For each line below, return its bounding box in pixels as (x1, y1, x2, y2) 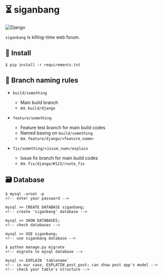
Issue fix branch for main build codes (20, 155, 98, 161)
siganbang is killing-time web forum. (5, 34, 80, 40)
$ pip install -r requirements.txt (5, 62, 81, 67)
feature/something (12, 115, 52, 121)
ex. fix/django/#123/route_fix (20, 160, 85, 166)
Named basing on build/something (20, 130, 93, 136)
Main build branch (20, 99, 58, 106)
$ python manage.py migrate (5, 245, 65, 250)
